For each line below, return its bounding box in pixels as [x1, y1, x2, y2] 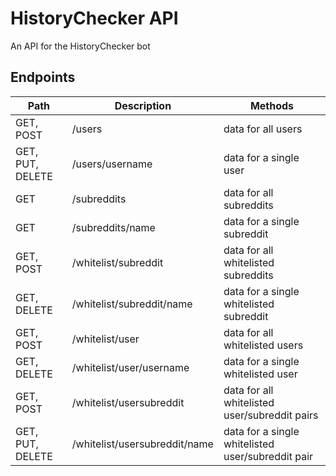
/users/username [71, 157, 153, 171]
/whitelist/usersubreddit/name [71, 437, 214, 451]
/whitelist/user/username [71, 360, 190, 374]
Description [114, 98, 172, 112]
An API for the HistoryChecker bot [10, 40, 151, 52]
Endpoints [10, 69, 76, 86]
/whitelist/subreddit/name [71, 297, 193, 311]
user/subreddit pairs [223, 408, 319, 422]
